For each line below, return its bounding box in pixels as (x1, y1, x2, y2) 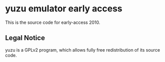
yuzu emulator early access (5, 3, 123, 14)
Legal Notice (5, 34, 45, 42)
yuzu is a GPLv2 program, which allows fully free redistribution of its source (5, 47, 161, 53)
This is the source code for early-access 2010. (5, 19, 100, 25)
